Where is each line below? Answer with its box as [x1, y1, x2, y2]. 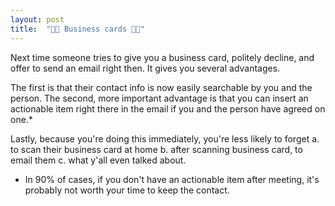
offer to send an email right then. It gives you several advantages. [10, 62, 281, 74]
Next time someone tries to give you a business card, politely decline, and [10, 51, 315, 63]
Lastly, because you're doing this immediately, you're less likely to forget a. [10, 132, 320, 145]
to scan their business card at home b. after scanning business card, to [10, 143, 303, 155]
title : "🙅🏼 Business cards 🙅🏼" [10, 24, 145, 34]
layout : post [10, 14, 65, 25]
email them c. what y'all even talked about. [10, 154, 187, 166]
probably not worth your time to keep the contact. [24, 184, 230, 196]
